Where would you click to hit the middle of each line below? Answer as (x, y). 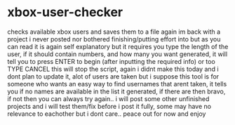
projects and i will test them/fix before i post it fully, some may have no (109, 106)
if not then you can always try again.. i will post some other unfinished (108, 98)
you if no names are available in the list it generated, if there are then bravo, (116, 91)
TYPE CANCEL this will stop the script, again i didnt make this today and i (113, 69)
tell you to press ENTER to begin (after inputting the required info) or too (111, 61)
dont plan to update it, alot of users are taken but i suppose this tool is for (113, 76)
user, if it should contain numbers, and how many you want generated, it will (117, 54)
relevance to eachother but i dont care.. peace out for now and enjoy (107, 114)
